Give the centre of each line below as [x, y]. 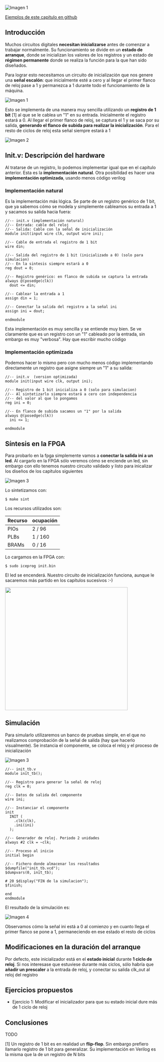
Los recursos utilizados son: [34, 509]
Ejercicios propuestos [39, 990]
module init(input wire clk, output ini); [49, 381]
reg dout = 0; [20, 268]
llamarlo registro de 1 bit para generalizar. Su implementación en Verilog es [81, 1049]
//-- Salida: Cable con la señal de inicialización [59, 229]
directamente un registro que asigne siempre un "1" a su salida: [69, 368]
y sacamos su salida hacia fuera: [38, 212]
